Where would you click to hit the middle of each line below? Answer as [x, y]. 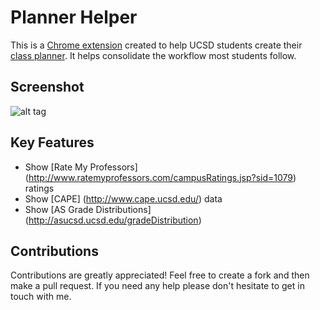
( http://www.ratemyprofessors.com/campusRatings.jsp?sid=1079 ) [160, 177]
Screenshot [47, 87]
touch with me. [41, 297]
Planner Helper [74, 17]
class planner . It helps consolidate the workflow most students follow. [153, 55]
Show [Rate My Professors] [81, 167]
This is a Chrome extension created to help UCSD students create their [156, 45]
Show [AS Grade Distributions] [88, 209]
